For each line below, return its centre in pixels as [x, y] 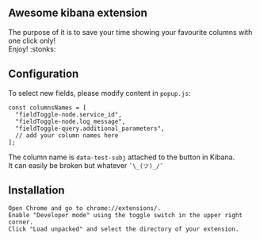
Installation [36, 191]
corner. [21, 222]
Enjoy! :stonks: [32, 49]
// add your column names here [67, 135]
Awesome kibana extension [78, 13]
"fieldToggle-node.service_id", [69, 114]
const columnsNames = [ [48, 107]
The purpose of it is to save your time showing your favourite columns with [130, 32]
